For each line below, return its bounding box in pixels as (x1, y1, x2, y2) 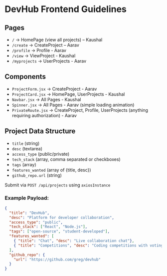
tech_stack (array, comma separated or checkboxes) (11, 156, 121, 162)
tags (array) (11, 161, 36, 167)
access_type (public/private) (11, 151, 70, 157)
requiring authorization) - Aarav (11, 112, 77, 118)
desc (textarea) (11, 145, 43, 151)
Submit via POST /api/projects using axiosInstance (4, 182, 111, 188)
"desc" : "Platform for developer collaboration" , (9, 215, 114, 220)
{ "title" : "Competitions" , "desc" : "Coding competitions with (13, 243, 148, 248)
